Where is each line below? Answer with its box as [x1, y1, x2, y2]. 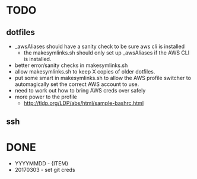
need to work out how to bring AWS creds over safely [14, 87, 146, 94]
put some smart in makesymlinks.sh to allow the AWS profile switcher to [14, 75, 192, 81]
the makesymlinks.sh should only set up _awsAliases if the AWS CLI [23, 49, 190, 56]
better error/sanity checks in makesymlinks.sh [14, 62, 128, 69]
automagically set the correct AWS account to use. [14, 81, 139, 88]
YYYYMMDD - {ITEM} [14, 160, 69, 167]
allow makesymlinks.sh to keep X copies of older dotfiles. [14, 68, 155, 75]
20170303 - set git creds [14, 167, 75, 174]
